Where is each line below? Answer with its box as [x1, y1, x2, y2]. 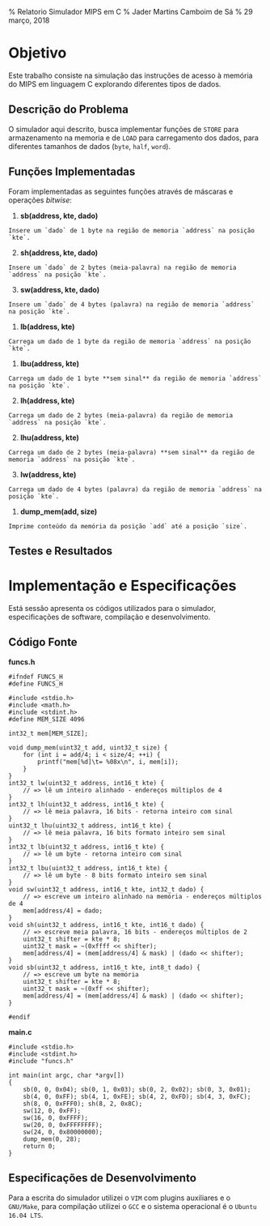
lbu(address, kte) [19, 358, 79, 368]
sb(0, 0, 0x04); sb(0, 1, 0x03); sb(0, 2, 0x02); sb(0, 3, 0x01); [23, 1085, 251, 1093]
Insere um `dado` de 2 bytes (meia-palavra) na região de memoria [8, 263, 237, 271]
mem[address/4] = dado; [23, 907, 103, 915]
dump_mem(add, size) [19, 506, 98, 516]
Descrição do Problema [8, 103, 129, 117]
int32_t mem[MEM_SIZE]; [8, 729, 89, 737]
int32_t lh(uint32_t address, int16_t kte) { [8, 800, 164, 809]
